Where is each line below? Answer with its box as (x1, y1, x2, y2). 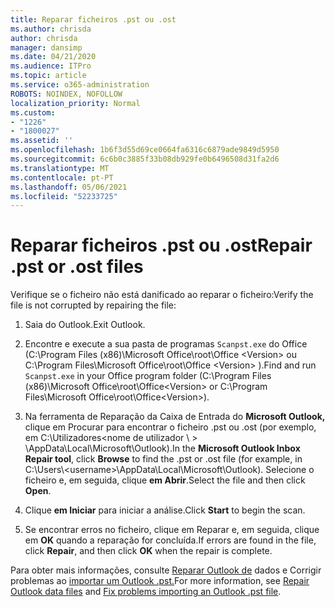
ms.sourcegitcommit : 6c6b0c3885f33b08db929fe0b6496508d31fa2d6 (10, 154, 280, 164)
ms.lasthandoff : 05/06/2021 (10, 182, 128, 192)
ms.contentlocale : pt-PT (10, 172, 114, 183)
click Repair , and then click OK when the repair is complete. (24, 545, 273, 557)
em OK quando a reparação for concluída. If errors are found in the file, (24, 534, 317, 546)
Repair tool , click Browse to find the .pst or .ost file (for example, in (24, 453, 303, 465)
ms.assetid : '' (10, 136, 74, 146)
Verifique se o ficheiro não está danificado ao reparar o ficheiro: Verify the (10, 289, 314, 301)
